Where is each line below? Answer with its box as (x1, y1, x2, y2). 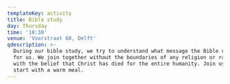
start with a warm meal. (13, 66, 84, 73)
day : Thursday (7, 22, 48, 29)
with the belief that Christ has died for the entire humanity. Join (13, 60, 216, 67)
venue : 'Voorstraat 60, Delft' (7, 35, 97, 42)
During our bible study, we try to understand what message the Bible (13, 48, 219, 55)
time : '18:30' (7, 28, 48, 36)
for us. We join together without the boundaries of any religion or (13, 54, 216, 61)
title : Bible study (7, 16, 63, 23)
